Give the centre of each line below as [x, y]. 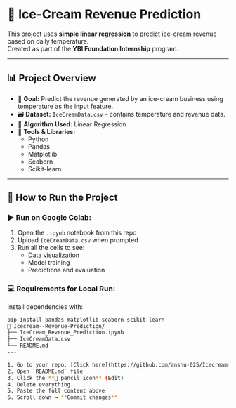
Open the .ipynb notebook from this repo [77, 233]
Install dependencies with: [45, 307]
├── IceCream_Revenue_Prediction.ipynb [66, 333]
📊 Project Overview [52, 78]
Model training [49, 263]
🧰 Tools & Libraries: [46, 131]
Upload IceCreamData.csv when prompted [78, 240]
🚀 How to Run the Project [63, 198]
